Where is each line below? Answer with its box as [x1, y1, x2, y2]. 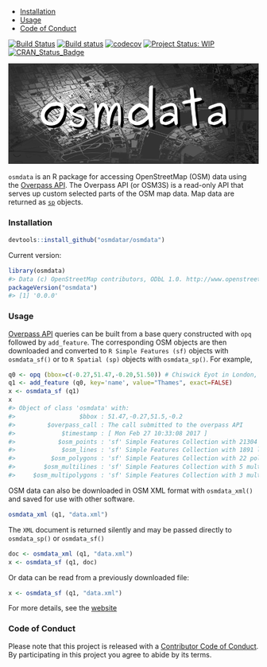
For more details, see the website [8, 603, 118, 613]
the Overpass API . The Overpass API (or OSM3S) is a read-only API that [8, 180, 244, 189]
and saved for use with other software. [8, 493, 135, 504]
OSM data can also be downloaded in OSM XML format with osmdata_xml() [8, 486, 253, 495]
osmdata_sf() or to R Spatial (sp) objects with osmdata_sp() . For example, [8, 354, 253, 364]
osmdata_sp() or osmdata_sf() [8, 533, 105, 543]
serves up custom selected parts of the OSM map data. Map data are [8, 189, 234, 198]
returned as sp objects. [8, 197, 83, 206]
